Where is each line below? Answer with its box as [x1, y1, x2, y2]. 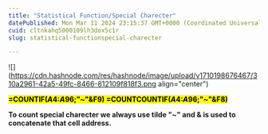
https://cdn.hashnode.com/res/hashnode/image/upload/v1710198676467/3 [10, 71, 258, 80]
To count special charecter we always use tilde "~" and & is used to [8, 110, 237, 120]
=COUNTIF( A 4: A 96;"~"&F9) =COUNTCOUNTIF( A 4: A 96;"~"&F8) [8, 94, 229, 104]
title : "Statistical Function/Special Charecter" [8, 11, 177, 20]
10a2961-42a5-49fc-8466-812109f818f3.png [8, 79, 157, 89]
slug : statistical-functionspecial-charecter [8, 33, 162, 42]
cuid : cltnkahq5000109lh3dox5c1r [8, 26, 120, 34]
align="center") [158, 79, 209, 89]
